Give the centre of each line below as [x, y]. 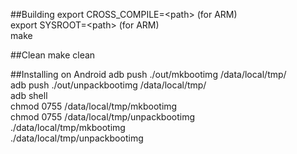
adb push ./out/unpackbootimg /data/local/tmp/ [108, 85]
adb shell [29, 95]
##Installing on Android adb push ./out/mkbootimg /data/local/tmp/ [148, 74]
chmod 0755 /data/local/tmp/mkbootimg [94, 106]
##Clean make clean [53, 55]
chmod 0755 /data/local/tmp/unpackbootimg [103, 117]
